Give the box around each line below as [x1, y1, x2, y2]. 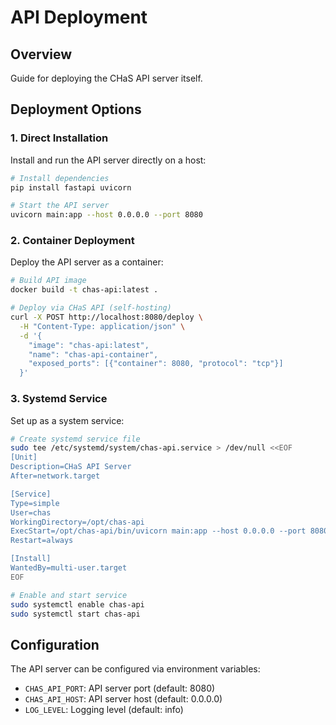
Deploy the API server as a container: [10, 256, 164, 268]
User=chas [10, 507, 52, 518]
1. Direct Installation [10, 131, 109, 145]
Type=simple [10, 498, 60, 508]
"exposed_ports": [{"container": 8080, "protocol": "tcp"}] [28, 359, 284, 369]
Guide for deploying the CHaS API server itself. [10, 72, 203, 84]
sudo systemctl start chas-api [10, 609, 141, 619]
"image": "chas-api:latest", [28, 340, 150, 350]
